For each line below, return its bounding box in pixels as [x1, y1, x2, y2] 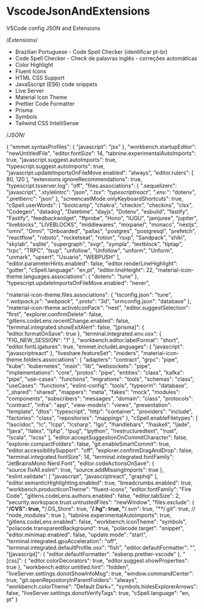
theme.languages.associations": [6, 273, 87, 280]
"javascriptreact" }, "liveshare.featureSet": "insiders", [6, 349, 140, 356]
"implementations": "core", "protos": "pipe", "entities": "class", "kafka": [6, 369, 185, 376]
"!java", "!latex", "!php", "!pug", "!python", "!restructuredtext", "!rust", [6, 427, 178, 434]
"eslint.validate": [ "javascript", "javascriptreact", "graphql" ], [6, 472, 158, 480]
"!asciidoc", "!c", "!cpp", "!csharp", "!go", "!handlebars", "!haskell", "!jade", [6, 420, 191, 428]
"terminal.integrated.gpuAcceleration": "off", [6, 537, 118, 544]
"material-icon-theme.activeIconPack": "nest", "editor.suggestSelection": [6, 304, 190, 311]
